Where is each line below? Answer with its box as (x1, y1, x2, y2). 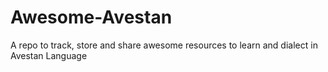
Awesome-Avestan (10, 6, 173, 29)
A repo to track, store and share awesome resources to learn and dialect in (10, 39, 318, 51)
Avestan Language (10, 49, 88, 61)
